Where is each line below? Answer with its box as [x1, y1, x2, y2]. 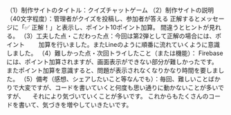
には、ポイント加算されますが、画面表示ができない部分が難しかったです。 [6, 58, 219, 65]
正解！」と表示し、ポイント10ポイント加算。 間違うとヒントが [31, 23, 210, 31]
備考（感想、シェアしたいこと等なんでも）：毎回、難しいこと [36, 75, 209, 83]
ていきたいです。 [84, 101, 133, 109]
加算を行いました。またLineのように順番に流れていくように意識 [38, 41, 221, 48]
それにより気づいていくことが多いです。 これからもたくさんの [32, 92, 209, 100]
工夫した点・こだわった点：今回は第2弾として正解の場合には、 [36, 32, 216, 40]
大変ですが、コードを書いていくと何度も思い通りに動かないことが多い [18, 83, 219, 92]
